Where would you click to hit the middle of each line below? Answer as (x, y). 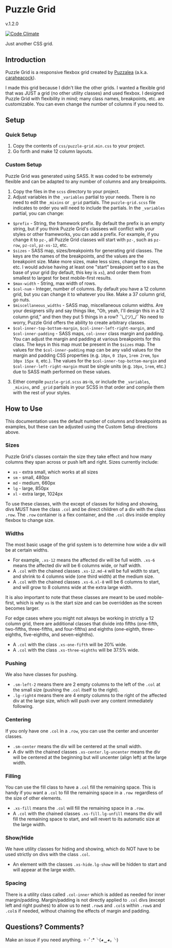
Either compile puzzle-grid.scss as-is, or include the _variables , (81, 381)
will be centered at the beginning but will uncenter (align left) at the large (90, 757)
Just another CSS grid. (30, 43)
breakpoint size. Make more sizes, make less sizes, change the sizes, (86, 261)
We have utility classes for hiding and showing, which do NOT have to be (83, 849)
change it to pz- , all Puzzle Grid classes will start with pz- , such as (83, 240)
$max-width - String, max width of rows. (54, 283)
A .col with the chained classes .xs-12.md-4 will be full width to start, (86, 571)
